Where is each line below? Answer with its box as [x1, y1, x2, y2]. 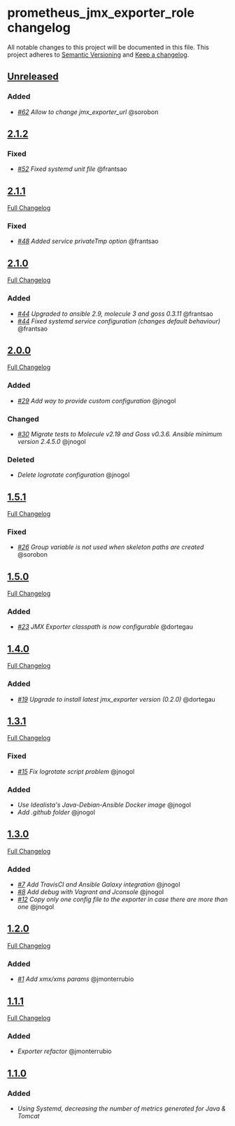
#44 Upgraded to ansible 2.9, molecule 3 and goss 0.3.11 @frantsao [17, 310, 213, 318]
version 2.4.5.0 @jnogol [17, 437, 86, 445]
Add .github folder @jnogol [17, 807, 96, 816]
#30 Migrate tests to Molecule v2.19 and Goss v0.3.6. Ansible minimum [17, 429, 222, 438]
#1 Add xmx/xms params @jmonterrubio [17, 975, 134, 983]
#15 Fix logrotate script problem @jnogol [17, 767, 135, 775]
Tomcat [17, 1111, 40, 1120]
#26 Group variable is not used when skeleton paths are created [17, 543, 204, 551]
